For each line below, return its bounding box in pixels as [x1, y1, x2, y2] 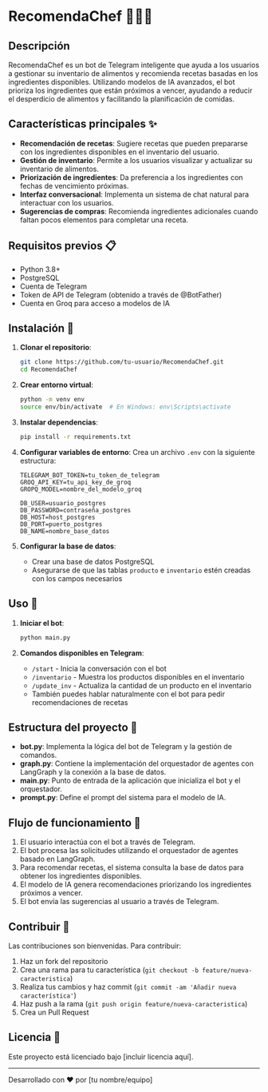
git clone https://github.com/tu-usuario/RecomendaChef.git [19, 358, 224, 366]
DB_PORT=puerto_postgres [19, 520, 103, 528]
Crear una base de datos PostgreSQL [31, 556, 155, 566]
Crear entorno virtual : [19, 380, 94, 390]
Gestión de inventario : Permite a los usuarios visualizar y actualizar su [19, 155, 253, 165]
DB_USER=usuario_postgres [19, 499, 106, 507]
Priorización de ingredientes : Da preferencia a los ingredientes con [19, 172, 243, 182]
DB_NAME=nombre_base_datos [19, 527, 110, 535]
